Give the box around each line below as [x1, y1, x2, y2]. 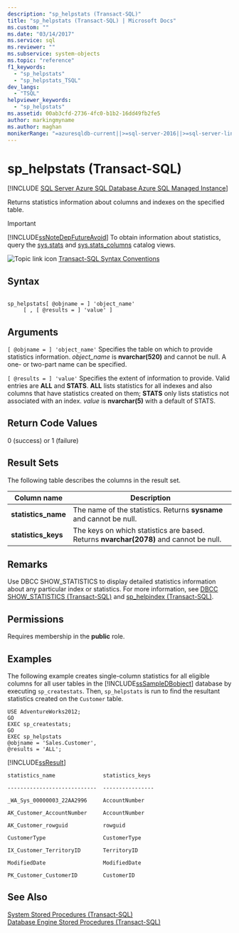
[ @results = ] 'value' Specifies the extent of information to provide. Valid [7, 374, 230, 382]
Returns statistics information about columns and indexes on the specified [7, 198, 225, 207]
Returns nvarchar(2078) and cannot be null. [73, 534, 222, 544]
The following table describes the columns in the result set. [7, 476, 181, 484]
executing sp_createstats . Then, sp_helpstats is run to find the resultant [7, 687, 221, 695]
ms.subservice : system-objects [7, 51, 100, 58]
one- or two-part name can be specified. [7, 360, 127, 368]
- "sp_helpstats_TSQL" [14, 76, 81, 84]
